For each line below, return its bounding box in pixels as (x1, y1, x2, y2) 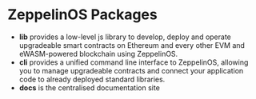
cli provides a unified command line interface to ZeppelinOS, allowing (18, 57, 249, 67)
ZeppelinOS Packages (7, 6, 158, 24)
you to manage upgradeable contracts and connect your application (18, 65, 244, 75)
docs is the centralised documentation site (18, 82, 161, 93)
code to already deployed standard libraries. (18, 74, 166, 84)
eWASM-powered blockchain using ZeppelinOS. (18, 49, 178, 58)
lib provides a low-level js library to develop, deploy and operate (18, 32, 231, 42)
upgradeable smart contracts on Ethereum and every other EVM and (18, 40, 246, 49)
